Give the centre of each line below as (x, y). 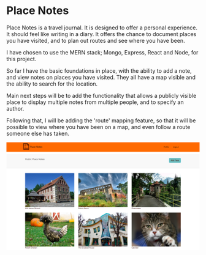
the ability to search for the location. (52, 84)
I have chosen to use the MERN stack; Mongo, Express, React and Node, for (102, 52)
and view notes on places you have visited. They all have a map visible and (101, 77)
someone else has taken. (38, 133)
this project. (21, 59)
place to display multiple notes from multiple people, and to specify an (95, 102)
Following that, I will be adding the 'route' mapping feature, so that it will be (101, 120)
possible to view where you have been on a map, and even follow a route (98, 127)
